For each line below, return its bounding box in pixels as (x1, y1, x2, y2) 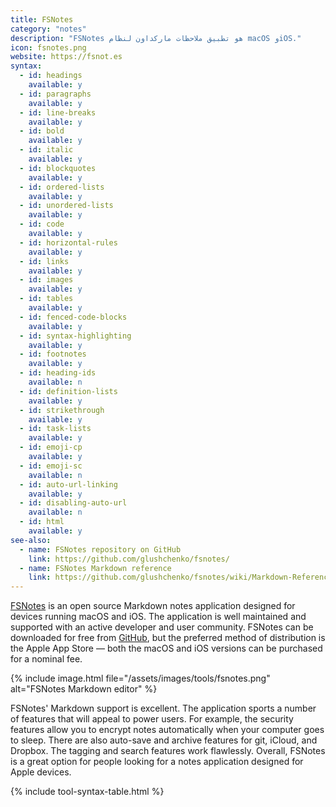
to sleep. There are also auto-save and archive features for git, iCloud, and (10, 734, 318, 746)
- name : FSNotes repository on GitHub (19, 544, 182, 555)
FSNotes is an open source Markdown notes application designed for (10, 600, 296, 612)
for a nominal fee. (10, 653, 83, 665)
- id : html (19, 517, 65, 527)
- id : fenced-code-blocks (19, 312, 128, 322)
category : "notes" (10, 24, 87, 34)
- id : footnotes (19, 349, 87, 360)
